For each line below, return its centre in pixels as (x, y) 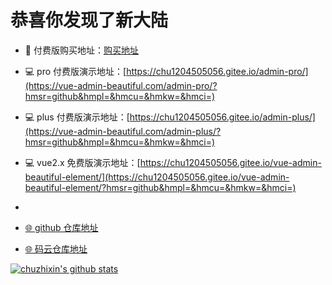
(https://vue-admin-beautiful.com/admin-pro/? (121, 85)
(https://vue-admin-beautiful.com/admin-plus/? (123, 131)
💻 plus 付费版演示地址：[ (77, 117)
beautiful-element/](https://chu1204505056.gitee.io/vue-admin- (157, 177)
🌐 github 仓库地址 (61, 227)
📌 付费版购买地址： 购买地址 (81, 50)
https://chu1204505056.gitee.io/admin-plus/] (222, 117)
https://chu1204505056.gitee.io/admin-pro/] (217, 71)
